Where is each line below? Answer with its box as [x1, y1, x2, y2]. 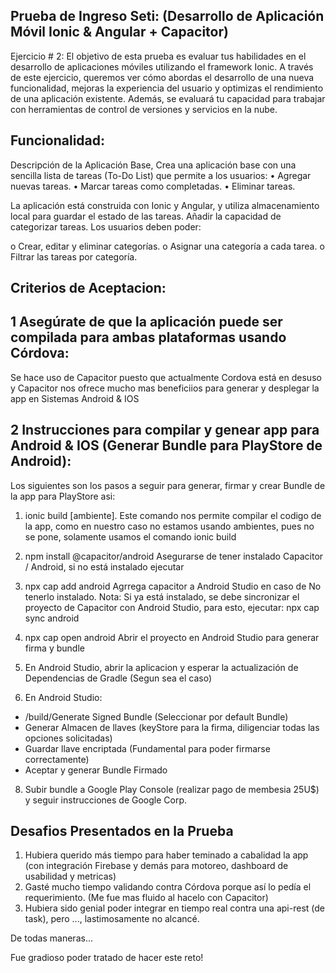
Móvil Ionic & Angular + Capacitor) [10, 24, 229, 41]
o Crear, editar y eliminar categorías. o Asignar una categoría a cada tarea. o [10, 240, 325, 252]
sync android [24, 612, 80, 624]
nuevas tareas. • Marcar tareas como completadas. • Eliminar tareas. [10, 180, 296, 192]
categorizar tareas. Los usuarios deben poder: [10, 220, 202, 233]
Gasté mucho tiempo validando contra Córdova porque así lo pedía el [24, 881, 312, 893]
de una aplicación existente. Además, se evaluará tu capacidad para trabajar [10, 92, 326, 104]
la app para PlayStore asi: [10, 490, 116, 502]
